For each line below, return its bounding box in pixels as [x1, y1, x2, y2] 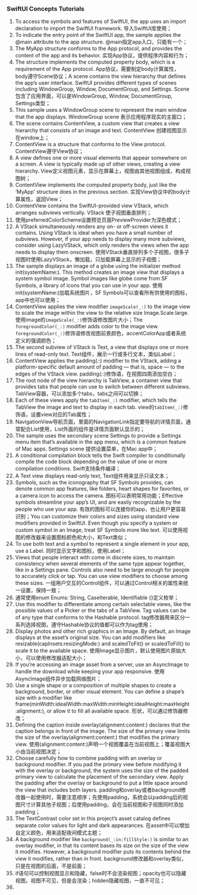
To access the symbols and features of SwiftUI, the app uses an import [15, 18, 186, 25]
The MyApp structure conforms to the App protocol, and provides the [15, 45, 182, 52]
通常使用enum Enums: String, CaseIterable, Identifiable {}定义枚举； [15, 594, 179, 601]
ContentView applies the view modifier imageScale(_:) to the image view [15, 303, 191, 310]
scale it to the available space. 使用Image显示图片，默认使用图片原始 [15, 647, 182, 654]
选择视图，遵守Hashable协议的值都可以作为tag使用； [25, 621, 154, 628]
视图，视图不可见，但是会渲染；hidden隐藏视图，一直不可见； [15, 877, 165, 884]
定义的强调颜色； [15, 337, 57, 344]
